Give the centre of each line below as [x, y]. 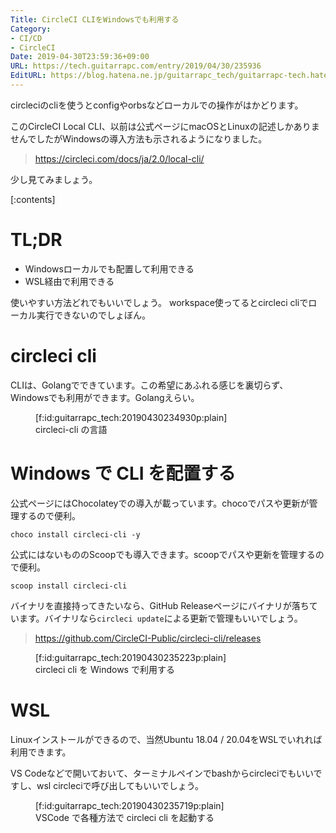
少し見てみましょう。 [54, 179]
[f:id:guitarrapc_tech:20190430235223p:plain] [131, 657]
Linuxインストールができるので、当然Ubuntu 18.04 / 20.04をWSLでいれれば [166, 739]
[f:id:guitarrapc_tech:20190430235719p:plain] [130, 805]
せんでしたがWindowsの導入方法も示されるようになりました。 [139, 138]
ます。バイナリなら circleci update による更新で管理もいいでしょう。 [160, 618]
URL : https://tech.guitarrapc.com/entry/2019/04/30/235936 [136, 66]
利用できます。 [41, 752]
